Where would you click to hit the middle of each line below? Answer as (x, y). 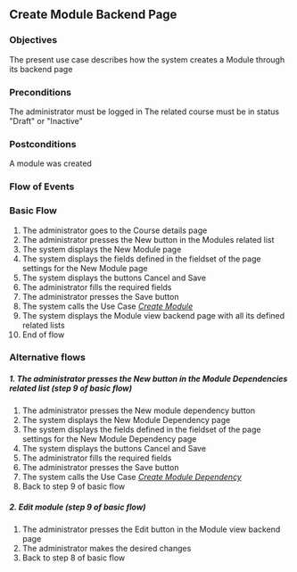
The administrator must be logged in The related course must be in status (144, 112)
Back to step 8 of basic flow (74, 558)
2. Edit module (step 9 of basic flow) (78, 507)
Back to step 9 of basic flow (74, 486)
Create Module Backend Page (93, 15)
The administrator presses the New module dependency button (139, 410)
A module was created (50, 163)
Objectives (33, 40)
